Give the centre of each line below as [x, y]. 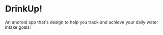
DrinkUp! [24, 9]
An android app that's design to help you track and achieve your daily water [82, 22]
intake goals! [18, 27]
